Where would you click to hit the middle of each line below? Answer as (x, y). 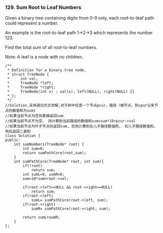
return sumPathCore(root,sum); (55, 153)
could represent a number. (32, 23)
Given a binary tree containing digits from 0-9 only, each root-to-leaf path (80, 18)
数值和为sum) (24, 111)
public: (13, 140)
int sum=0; (34, 149)
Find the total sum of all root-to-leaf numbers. (51, 48)
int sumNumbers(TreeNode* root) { (49, 144)
